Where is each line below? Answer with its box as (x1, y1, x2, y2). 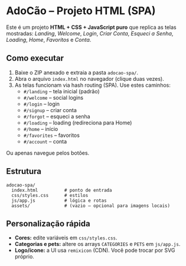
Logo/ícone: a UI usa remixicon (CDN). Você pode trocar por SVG (14, 247, 175, 254)
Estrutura (6, 166, 42, 176)
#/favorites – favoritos (23, 132, 80, 139)
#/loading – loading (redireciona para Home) (23, 119, 132, 126)
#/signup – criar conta (23, 106, 77, 113)
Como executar (6, 53, 64, 63)
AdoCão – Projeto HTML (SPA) (6, 4, 156, 18)
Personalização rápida (6, 218, 90, 228)
